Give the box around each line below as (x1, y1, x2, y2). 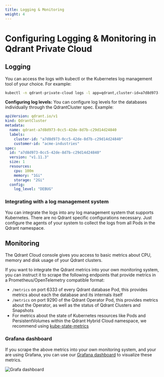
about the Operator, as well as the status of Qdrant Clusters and (12, 302, 141, 308)
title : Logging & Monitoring (5, 7, 64, 12)
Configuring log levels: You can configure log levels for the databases (5, 99, 147, 105)
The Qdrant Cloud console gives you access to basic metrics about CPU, (5, 252, 152, 258)
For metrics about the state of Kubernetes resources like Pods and (12, 313, 146, 319)
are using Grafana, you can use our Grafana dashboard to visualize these (5, 352, 152, 357)
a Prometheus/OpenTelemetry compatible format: (5, 277, 105, 283)
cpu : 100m (14, 168, 34, 173)
